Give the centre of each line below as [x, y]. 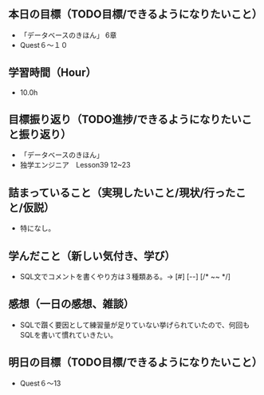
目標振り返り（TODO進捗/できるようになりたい [125, 119]
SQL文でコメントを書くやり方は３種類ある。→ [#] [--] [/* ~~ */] [125, 277]
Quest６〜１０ [43, 45]
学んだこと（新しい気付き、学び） [92, 256]
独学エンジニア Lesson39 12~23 [75, 165]
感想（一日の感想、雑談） [71, 304]
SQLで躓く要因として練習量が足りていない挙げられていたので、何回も [134, 325]
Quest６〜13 [40, 383]
